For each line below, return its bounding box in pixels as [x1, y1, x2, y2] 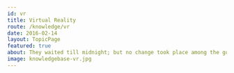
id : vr [7, 10, 26, 17]
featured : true [7, 42, 52, 49]
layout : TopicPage [7, 36, 61, 43]
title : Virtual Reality [7, 17, 77, 24]
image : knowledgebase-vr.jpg [7, 56, 92, 63]
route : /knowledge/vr [7, 23, 70, 30]
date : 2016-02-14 [7, 29, 58, 37]
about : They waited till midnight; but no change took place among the [7, 49, 219, 56]
